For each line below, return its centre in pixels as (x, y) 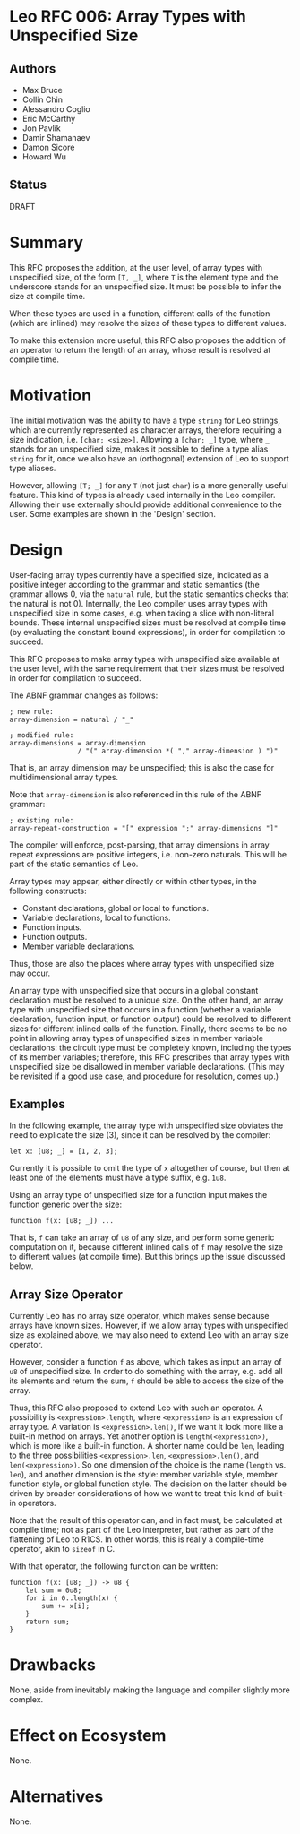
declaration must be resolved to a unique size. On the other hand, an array (146, 1000)
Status (28, 185)
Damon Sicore (48, 147)
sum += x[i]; (66, 1606)
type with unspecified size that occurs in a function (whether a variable (141, 1009)
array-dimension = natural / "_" (72, 719)
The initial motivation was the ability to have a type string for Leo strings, (145, 420)
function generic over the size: (66, 1205)
